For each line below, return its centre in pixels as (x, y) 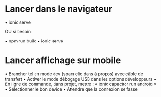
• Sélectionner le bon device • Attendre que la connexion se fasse (71, 89)
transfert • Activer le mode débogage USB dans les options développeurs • (81, 79)
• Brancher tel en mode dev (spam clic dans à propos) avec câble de (74, 74)
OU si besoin (18, 31)
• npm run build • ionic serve (34, 41)
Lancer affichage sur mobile (63, 61)
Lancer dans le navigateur (59, 9)
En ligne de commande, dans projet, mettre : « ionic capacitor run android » (81, 84)
